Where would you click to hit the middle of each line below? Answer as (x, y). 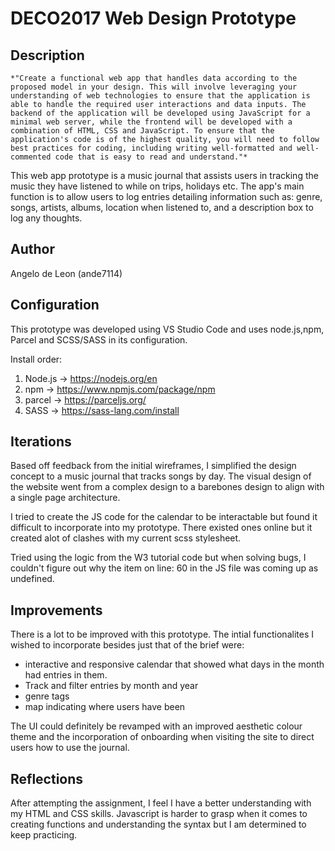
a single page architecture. (65, 498)
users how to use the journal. (70, 748)
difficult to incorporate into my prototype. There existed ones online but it (161, 528)
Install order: (36, 359)
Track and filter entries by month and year (111, 686)
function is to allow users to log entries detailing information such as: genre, (166, 196)
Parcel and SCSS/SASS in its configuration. (99, 339)
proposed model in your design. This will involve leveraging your (154, 87)
